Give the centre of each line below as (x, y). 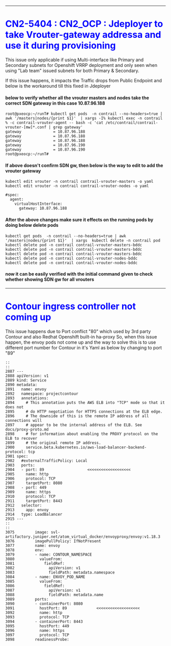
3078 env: (25, 550)
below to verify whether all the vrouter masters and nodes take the (77, 98)
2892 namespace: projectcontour (42, 394)
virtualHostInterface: (38, 204)
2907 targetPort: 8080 (34, 483)
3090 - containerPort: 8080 (44, 604)
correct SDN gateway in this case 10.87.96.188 (55, 103)
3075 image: (27, 532)
